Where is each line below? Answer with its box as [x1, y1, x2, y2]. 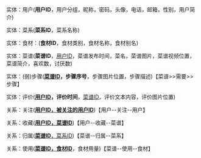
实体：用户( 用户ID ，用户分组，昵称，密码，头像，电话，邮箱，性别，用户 [6, 6, 190, 13]
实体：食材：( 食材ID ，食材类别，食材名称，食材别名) [6, 39, 139, 46]
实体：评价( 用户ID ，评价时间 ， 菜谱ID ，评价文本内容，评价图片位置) [6, 94, 176, 100]
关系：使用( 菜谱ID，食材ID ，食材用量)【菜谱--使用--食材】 [6, 145, 154, 152]
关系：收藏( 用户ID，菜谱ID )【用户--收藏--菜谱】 [6, 119, 127, 126]
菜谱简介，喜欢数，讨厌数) [6, 60, 73, 67]
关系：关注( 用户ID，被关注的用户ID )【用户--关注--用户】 [6, 106, 149, 113]
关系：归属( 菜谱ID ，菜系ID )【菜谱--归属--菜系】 [6, 132, 127, 139]
